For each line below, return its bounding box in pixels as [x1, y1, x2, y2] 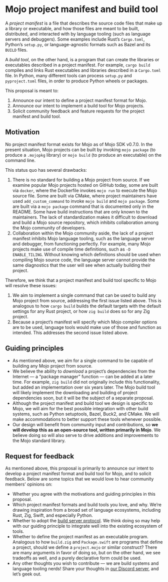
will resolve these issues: [5, 282, 57, 288]
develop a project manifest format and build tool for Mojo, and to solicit [5, 471, 151, 477]
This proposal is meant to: [5, 87, 59, 93]
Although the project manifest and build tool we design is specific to [12, 400, 153, 406]
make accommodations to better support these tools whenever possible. [12, 416, 162, 422]
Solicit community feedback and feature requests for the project [12, 108, 145, 114]
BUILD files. [5, 47, 28, 53]
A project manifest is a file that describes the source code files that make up [5, 20, 162, 26]
